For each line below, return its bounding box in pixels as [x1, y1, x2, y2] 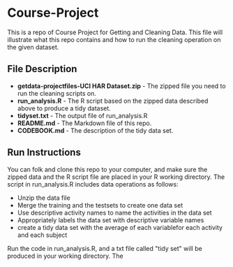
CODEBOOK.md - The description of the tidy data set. [17, 126, 174, 134]
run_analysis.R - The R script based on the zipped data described [17, 96, 209, 105]
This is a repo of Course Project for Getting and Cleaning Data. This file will [7, 28, 223, 36]
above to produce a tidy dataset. [17, 103, 112, 113]
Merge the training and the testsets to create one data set [17, 201, 183, 209]
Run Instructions [7, 147, 82, 159]
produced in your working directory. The [7, 252, 123, 260]
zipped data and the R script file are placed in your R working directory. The [7, 173, 225, 181]
